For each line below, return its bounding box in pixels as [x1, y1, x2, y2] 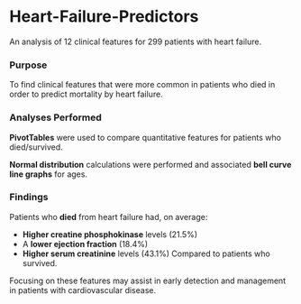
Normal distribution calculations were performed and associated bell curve [9, 159, 292, 170]
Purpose [9, 59, 48, 71]
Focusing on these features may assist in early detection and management [9, 275, 287, 286]
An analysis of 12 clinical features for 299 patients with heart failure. [9, 36, 262, 47]
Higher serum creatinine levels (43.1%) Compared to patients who [22, 248, 270, 259]
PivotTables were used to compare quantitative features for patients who [9, 132, 282, 143]
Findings [9, 191, 49, 204]
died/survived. [9, 142, 63, 152]
